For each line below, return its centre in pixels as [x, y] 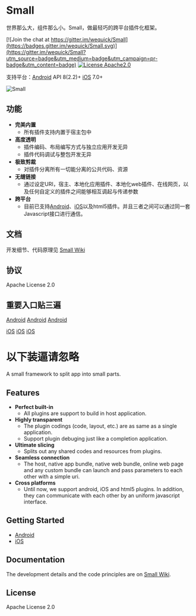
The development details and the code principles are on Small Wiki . [88, 574]
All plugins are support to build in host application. [85, 413]
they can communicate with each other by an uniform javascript [102, 495]
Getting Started [35, 521]
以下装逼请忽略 [43, 357]
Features [23, 393]
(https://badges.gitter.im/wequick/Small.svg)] [62, 46]
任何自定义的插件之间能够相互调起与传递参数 [83, 191]
